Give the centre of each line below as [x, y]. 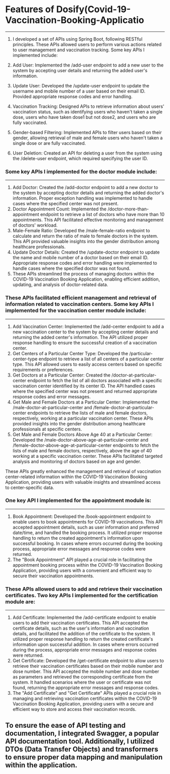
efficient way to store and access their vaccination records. [74, 709]
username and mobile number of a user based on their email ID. [79, 91]
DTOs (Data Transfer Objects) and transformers [82, 749]
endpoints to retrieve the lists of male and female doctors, [88, 413]
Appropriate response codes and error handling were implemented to [85, 263]
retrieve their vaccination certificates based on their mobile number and [87, 666]
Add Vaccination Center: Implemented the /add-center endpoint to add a [88, 326]
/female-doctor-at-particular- [124, 407]
